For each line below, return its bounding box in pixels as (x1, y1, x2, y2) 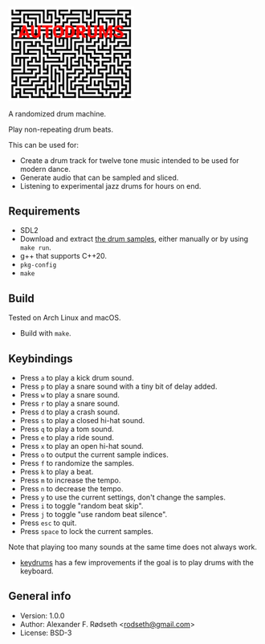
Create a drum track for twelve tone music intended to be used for (19, 155, 239, 165)
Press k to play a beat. (19, 467, 94, 476)
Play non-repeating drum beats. (8, 124, 114, 134)
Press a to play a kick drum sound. (19, 373, 134, 382)
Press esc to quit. (19, 518, 77, 528)
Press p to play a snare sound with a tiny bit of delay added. (19, 381, 218, 391)
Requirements (8, 204, 80, 218)
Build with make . (19, 328, 71, 338)
